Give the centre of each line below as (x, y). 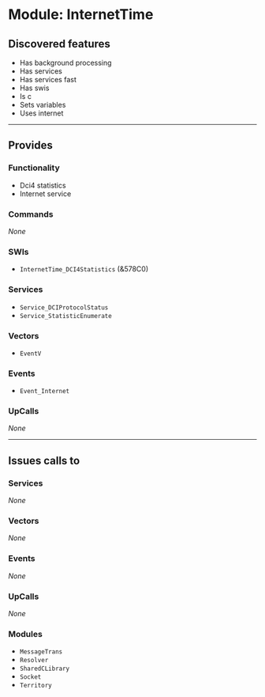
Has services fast (48, 80)
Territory (36, 686)
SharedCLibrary (45, 669)
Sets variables (43, 105)
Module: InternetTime (81, 15)
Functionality (34, 168)
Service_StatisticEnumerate (65, 316)
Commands (31, 214)
